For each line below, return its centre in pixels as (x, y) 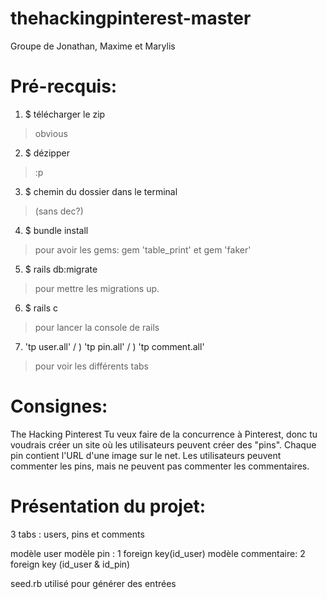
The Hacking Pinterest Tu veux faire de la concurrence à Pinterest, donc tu (164, 434)
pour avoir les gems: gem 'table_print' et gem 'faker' (143, 249)
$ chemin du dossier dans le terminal (101, 191)
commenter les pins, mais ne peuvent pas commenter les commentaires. (160, 466)
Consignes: (59, 406)
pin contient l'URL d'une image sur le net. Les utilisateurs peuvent (146, 455)
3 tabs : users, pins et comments (77, 534)
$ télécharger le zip (65, 114)
